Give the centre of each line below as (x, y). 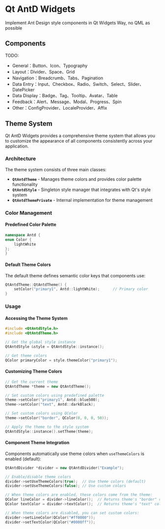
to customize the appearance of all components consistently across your (79, 141)
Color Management (29, 213)
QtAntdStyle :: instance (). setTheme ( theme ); (49, 431)
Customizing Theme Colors (34, 372)
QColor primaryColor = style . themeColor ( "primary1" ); (61, 360)
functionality (25, 184)
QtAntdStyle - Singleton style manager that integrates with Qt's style (81, 189)
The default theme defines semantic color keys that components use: (75, 275)
